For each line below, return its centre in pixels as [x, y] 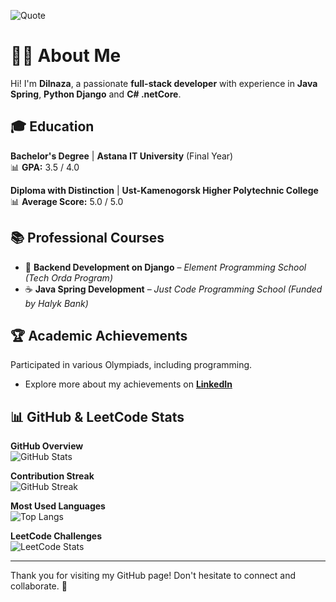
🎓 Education [52, 126]
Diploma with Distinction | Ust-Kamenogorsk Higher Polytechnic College [164, 190]
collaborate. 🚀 [39, 586]
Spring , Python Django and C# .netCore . [96, 94]
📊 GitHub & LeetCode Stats [97, 416]
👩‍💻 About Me [66, 56]
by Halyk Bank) [56, 303]
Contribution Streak [52, 476]
